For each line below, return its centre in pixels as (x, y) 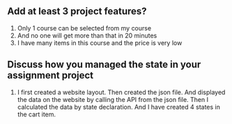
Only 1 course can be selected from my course (84, 28)
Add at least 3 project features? (77, 11)
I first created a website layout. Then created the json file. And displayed (121, 92)
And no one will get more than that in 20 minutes (87, 35)
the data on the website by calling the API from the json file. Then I (113, 99)
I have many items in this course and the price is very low (100, 43)
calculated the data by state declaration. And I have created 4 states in (119, 107)
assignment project (51, 76)
